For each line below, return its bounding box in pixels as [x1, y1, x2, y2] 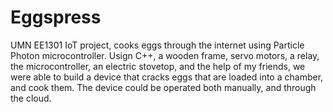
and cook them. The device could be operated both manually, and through [10, 81, 317, 93]
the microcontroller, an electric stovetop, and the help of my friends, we [10, 60, 306, 72]
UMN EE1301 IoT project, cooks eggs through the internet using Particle [10, 39, 305, 51]
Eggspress [10, 6, 102, 29]
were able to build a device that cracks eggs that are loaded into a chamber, [10, 71, 324, 83]
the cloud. [10, 92, 52, 104]
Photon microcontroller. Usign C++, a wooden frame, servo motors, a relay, [10, 49, 320, 61]
